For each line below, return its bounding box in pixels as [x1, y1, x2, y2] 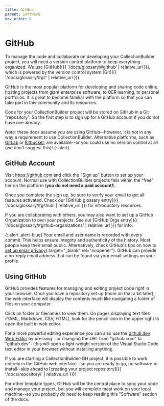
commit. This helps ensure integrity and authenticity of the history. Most [5, 237, 151, 243]
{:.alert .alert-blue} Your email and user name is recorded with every [5, 232, 143, 238]
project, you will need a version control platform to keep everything [5, 59, 141, 65]
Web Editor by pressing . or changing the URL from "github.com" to [5, 335, 142, 341]
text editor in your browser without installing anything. [5, 346, 114, 352]
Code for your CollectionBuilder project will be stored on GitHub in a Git [5, 109, 149, 115]
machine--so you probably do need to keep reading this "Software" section [5, 391, 158, 397]
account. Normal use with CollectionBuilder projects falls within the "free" [5, 177, 154, 183]
